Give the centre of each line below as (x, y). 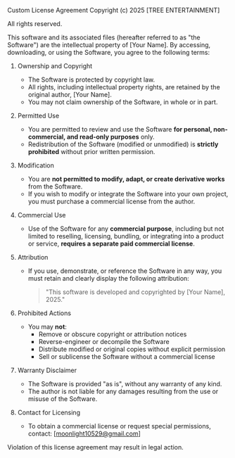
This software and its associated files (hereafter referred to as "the (104, 37)
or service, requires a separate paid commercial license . (112, 243)
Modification (36, 165)
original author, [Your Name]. (70, 95)
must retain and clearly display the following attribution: (109, 278)
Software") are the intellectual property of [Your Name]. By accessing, (109, 45)
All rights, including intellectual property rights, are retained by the (124, 87)
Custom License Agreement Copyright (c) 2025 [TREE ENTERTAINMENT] (114, 10)
